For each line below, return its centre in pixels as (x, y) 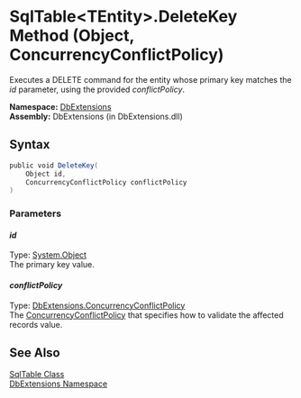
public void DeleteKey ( (54, 165)
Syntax (30, 145)
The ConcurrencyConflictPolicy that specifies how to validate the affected (146, 315)
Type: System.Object (48, 255)
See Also (35, 353)
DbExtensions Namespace (59, 384)
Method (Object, (72, 36)
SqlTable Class (37, 375)
